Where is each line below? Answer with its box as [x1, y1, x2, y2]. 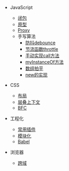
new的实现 [25, 72, 48, 78]
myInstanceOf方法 [25, 59, 64, 65]
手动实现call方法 [25, 52, 60, 59]
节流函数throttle [25, 46, 58, 52]
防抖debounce [25, 40, 56, 46]
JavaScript [10, 5, 33, 10]
